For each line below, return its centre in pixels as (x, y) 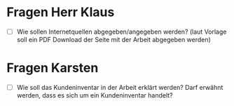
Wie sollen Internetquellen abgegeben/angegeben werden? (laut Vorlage (122, 32)
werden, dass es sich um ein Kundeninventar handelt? (95, 95)
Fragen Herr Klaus (61, 12)
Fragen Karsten (53, 68)
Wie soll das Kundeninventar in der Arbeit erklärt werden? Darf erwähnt (120, 87)
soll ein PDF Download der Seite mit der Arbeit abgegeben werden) (113, 40)
